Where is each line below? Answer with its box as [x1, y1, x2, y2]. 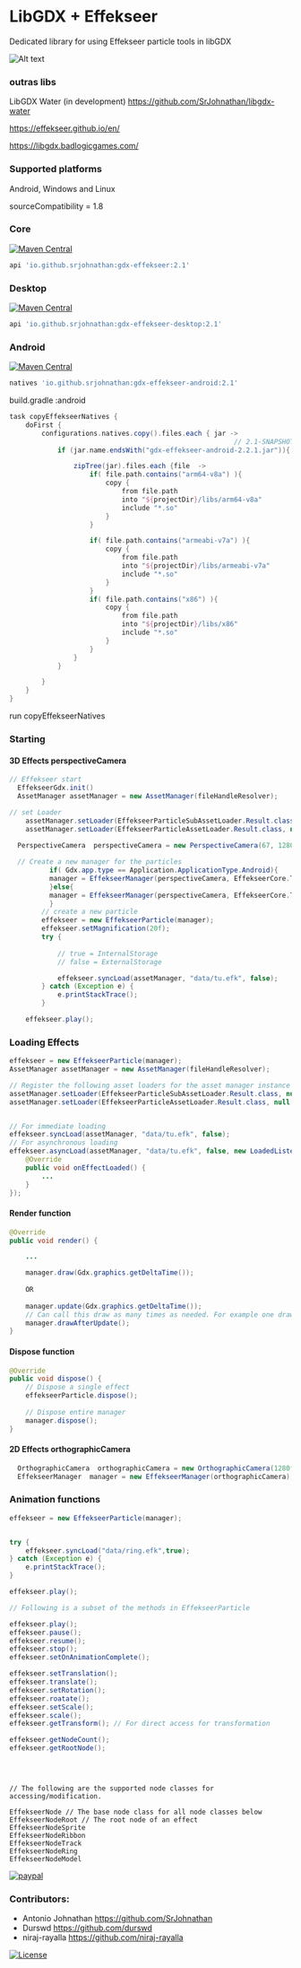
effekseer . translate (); [9, 1677, 99, 1686]
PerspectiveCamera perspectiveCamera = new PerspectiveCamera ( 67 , [17, 841, 275, 850]
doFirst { [25, 420, 63, 430]
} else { [48, 882, 74, 892]
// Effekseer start [9, 775, 82, 784]
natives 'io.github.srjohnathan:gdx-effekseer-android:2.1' [9, 379, 239, 388]
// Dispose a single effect [25, 1383, 130, 1392]
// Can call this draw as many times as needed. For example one [25, 1310, 275, 1319]
